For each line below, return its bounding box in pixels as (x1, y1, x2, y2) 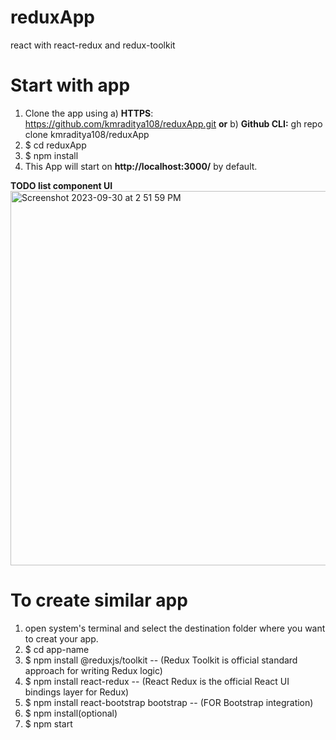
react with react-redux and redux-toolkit (10, 39, 176, 51)
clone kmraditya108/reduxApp (24, 128, 150, 140)
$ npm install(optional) (24, 707, 118, 719)
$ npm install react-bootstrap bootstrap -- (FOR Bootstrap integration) (24, 696, 314, 708)
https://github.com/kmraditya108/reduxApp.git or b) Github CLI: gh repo (24, 117, 323, 130)
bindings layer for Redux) (24, 686, 130, 698)
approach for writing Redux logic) (24, 664, 163, 676)
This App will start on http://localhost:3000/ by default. (24, 160, 258, 172)
